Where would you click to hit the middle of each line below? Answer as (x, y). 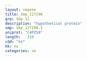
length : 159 (20, 37)
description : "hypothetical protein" (44, 23)
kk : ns (12, 46)
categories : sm (21, 51)
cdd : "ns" (15, 42)
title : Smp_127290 (24, 14)
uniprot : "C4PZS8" (24, 32)
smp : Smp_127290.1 (24, 28)
